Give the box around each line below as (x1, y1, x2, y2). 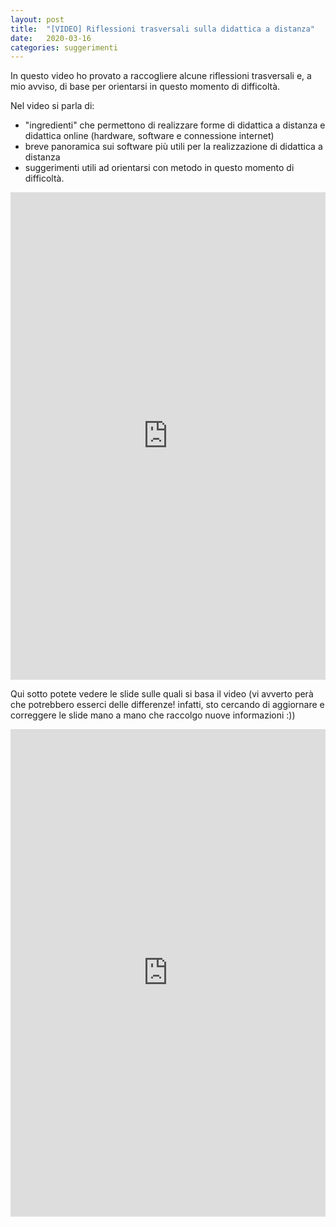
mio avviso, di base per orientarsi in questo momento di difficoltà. (10, 81, 281, 93)
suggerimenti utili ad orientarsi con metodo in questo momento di (24, 162, 295, 174)
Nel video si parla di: (10, 100, 95, 112)
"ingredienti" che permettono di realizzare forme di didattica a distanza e (24, 119, 326, 131)
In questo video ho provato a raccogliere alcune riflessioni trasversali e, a (10, 70, 312, 82)
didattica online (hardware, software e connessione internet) (24, 130, 275, 142)
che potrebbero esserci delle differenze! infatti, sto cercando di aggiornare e (10, 699, 325, 711)
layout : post (10, 14, 65, 25)
